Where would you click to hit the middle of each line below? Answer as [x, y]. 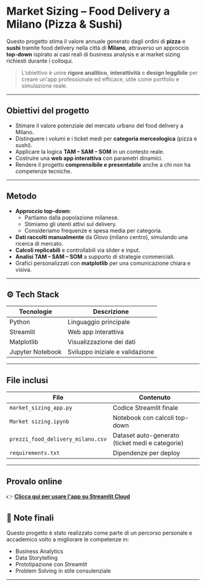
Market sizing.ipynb [39, 422]
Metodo [21, 196]
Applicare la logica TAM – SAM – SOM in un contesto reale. [90, 151]
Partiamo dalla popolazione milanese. [72, 217]
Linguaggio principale [99, 322]
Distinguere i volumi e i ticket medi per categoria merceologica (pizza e [106, 139]
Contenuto [154, 398]
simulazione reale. [44, 86]
